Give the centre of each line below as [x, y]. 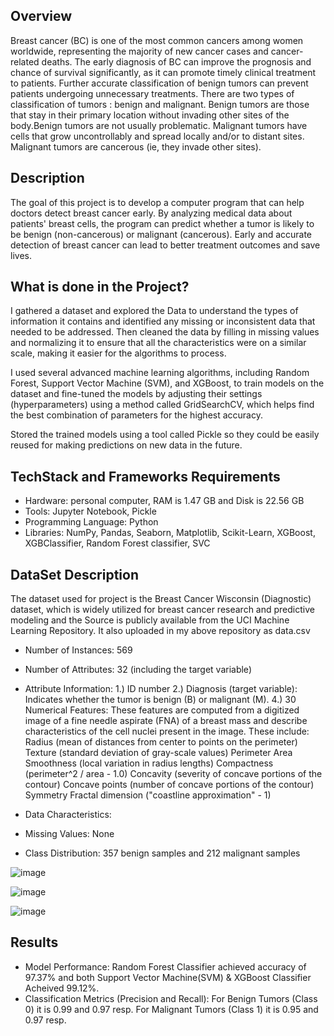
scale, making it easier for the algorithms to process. [118, 353]
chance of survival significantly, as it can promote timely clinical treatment [163, 72]
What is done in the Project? [100, 287]
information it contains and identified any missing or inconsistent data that [163, 321]
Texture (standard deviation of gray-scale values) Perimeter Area [158, 753]
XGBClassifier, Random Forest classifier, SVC [117, 543]
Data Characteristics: [68, 815]
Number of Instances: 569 [78, 650]
